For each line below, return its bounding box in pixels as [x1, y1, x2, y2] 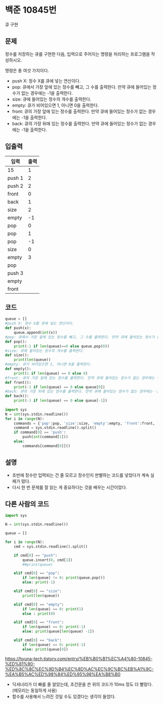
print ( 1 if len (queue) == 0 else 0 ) [14, 371, 88, 376]
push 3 [7, 269, 23, 276]
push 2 [7, 182, 23, 189]
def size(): [5, 353, 29, 358]
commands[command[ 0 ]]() [22, 443, 70, 448]
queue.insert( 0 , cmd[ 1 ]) [22, 557, 73, 563]
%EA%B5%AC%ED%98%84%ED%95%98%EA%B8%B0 [5, 671, 121, 677]
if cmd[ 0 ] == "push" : [14, 553, 57, 558]
